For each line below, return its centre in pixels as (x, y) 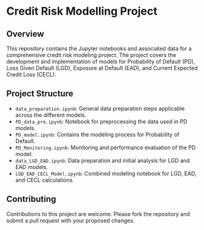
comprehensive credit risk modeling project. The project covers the (91, 55)
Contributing (31, 199)
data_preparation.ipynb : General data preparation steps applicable (100, 108)
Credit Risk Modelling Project (82, 11)
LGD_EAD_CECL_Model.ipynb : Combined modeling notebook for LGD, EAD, (106, 173)
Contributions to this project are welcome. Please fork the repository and (98, 214)
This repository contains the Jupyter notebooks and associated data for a (99, 48)
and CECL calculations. (45, 180)
